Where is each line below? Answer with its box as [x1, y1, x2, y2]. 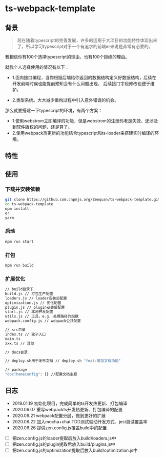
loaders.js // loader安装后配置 [5, 296, 67, 300]
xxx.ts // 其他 [5, 341, 35, 346]
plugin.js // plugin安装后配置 [5, 305, 65, 310]
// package [5, 367, 27, 372]
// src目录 [5, 327, 26, 332]
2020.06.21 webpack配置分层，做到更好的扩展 [12, 413, 106, 418]
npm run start [5, 239, 34, 244]
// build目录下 [5, 287, 34, 292]
